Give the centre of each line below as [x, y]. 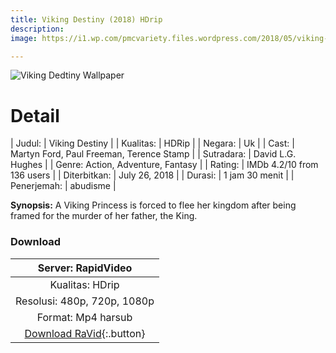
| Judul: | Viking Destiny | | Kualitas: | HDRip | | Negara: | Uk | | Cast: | [152, 143]
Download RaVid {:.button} [85, 333]
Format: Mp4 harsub [84, 317]
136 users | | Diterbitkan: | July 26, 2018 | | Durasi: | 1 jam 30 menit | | [152, 175]
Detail [35, 115]
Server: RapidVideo [85, 268]
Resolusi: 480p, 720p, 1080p [85, 301]
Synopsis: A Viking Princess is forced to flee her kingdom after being [153, 205]
